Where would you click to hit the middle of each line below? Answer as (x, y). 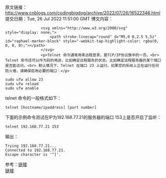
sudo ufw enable (22, 88)
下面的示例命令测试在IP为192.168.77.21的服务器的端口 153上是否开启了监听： (83, 117)
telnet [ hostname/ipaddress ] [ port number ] (51, 108)
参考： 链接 (16, 164)
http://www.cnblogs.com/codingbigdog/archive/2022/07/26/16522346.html (83, 13)
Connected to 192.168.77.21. (35, 150)
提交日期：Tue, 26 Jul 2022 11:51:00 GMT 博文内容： (59, 19)
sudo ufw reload (22, 84)
